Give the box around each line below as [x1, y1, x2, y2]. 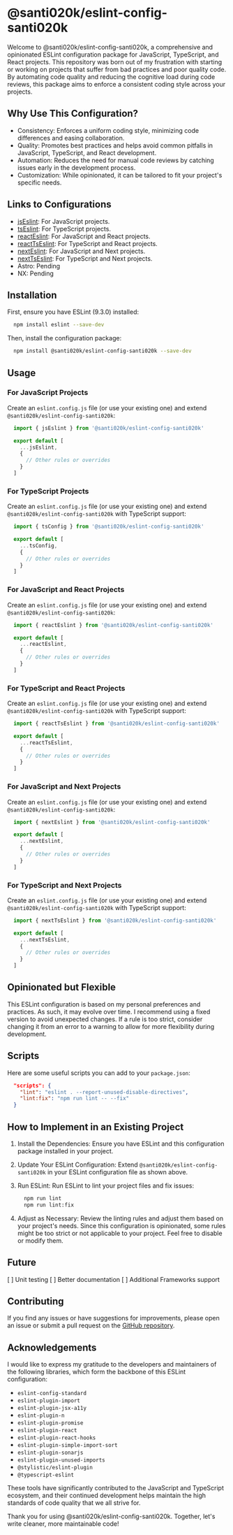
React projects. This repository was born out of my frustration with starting [7, 57, 223, 66]
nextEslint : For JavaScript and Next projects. [17, 247, 146, 255]
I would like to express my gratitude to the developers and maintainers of [7, 1360, 217, 1369]
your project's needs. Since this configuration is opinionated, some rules [17, 1221, 226, 1230]
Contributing [7, 1295, 64, 1307]
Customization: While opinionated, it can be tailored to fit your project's [17, 171, 223, 179]
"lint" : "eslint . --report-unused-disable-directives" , [20, 1088, 189, 1095]
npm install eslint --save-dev [13, 322, 105, 329]
